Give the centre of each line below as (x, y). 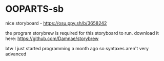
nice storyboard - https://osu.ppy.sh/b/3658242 (56, 23)
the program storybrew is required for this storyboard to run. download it (82, 33)
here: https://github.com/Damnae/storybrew (52, 38)
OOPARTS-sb (35, 9)
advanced (16, 54)
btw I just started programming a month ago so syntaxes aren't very (77, 48)
